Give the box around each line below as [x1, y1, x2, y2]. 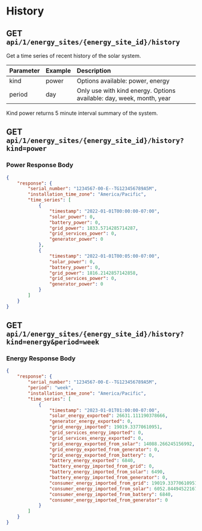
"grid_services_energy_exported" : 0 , [49, 435, 144, 441]
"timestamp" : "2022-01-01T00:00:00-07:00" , [49, 208, 161, 214]
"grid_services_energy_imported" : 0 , [49, 430, 144, 436]
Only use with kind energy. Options [76, 86, 176, 95]
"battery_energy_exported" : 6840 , [49, 457, 136, 464]
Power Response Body [6, 161, 74, 170]
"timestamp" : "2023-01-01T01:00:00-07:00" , [49, 407, 161, 413]
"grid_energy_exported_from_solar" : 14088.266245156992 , [49, 440, 195, 447]
